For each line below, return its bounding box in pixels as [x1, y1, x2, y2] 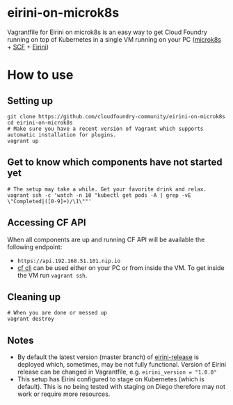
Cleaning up [7, 291, 61, 303]
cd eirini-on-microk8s [7, 119, 73, 126]
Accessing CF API [7, 217, 86, 229]
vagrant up [7, 137, 39, 144]
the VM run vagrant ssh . [17, 271, 88, 279]
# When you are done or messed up [7, 310, 108, 317]
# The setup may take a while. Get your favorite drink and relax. [7, 186, 207, 193]
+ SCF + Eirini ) [7, 42, 49, 51]
